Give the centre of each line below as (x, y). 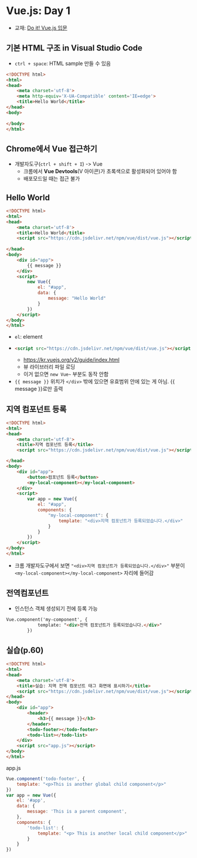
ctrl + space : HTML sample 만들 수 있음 (63, 63)
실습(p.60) (25, 650)
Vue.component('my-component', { (47, 619)
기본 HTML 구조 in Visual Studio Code (74, 48)
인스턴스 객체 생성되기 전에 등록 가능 (56, 608)
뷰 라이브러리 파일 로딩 (49, 367)
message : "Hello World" (77, 298)
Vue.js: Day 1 (38, 11)
